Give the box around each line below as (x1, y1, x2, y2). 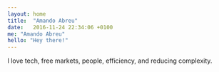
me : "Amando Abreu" (7, 30, 66, 38)
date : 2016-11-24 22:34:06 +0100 (7, 24, 113, 31)
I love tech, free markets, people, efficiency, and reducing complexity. (7, 56, 213, 65)
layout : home (7, 10, 46, 18)
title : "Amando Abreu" (7, 17, 78, 24)
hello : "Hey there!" (7, 37, 69, 44)
